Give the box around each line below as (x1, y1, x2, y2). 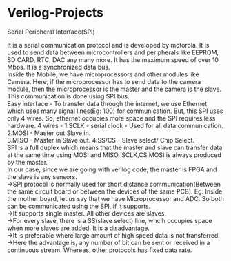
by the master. (7, 158, 48, 166)
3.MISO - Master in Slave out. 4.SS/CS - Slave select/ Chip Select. (7, 136, 195, 144)
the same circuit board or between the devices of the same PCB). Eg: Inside (7, 187, 223, 196)
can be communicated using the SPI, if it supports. (7, 202, 151, 210)
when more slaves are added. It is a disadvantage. (7, 224, 150, 232)
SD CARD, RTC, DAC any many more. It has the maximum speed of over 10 (7, 55, 219, 63)
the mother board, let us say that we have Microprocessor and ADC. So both (7, 194, 224, 202)
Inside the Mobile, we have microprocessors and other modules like (7, 70, 199, 79)
